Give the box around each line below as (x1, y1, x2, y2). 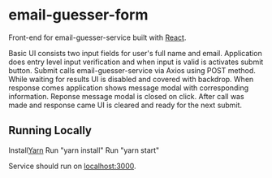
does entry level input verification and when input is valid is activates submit (8, 57, 264, 67)
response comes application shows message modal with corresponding (8, 83, 249, 93)
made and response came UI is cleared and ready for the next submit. (8, 100, 242, 110)
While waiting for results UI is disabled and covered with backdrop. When (8, 74, 254, 84)
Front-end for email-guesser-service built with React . (8, 33, 187, 42)
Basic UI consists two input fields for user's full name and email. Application (8, 48, 262, 58)
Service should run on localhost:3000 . (8, 161, 136, 171)
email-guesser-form (8, 6, 149, 24)
